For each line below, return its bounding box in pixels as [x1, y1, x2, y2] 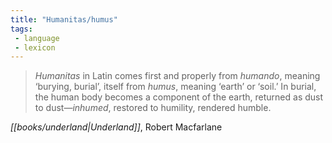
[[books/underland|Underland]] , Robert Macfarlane [10, 121, 223, 133]
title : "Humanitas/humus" [10, 14, 118, 25]
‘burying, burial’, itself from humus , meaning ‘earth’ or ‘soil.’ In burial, [34, 81, 317, 93]
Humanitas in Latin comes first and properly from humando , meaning [34, 70, 321, 82]
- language [14, 33, 60, 43]
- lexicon [14, 42, 56, 53]
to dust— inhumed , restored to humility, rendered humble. [34, 102, 272, 114]
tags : [10, 24, 33, 34]
